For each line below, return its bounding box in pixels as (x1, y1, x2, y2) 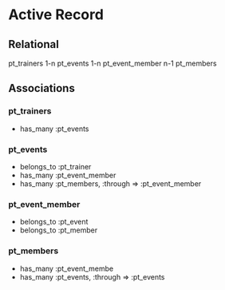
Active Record (8, 6, 104, 24)
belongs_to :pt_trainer (19, 161, 92, 171)
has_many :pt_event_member (19, 170, 116, 180)
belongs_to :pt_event (19, 217, 89, 227)
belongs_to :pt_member (19, 225, 98, 235)
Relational (8, 38, 60, 51)
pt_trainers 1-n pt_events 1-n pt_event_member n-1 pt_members (8, 58, 217, 68)
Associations (8, 81, 76, 95)
